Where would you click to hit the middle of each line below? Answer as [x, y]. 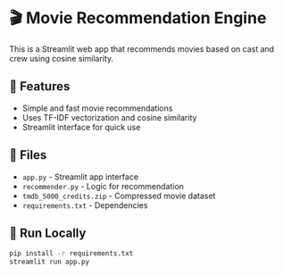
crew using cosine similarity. [62, 58]
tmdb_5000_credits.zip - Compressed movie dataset [119, 196]
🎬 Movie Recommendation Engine [138, 18]
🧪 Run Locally [48, 233]
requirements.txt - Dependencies [85, 205]
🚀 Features [40, 87]
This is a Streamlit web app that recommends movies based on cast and [142, 49]
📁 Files [28, 155]
